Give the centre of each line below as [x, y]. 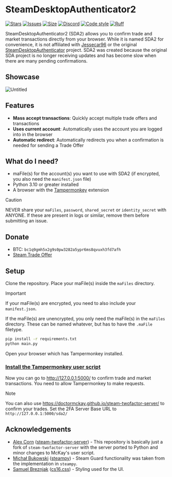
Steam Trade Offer [32, 255]
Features [20, 106]
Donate [17, 237]
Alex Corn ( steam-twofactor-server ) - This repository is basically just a [88, 442]
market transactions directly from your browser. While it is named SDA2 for [85, 39]
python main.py [22, 344]
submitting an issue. [26, 221]
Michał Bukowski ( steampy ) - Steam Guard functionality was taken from [89, 458]
